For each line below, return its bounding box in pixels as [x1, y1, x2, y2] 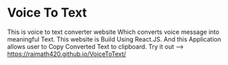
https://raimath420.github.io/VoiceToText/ [7, 50, 127, 58]
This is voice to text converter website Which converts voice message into [7, 28, 220, 36]
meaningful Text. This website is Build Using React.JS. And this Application [7, 35, 222, 43]
